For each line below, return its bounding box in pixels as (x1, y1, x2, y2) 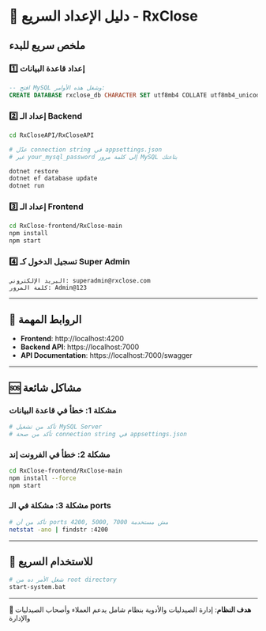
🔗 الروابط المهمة (9, 313, 82, 326)
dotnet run (9, 182, 45, 190)
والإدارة (9, 614, 31, 623)
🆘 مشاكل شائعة (9, 381, 82, 394)
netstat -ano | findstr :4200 (9, 526, 109, 534)
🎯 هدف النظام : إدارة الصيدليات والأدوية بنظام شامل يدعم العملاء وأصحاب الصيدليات (9, 605, 252, 614)
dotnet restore (9, 167, 59, 175)
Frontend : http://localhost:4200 (20, 334, 125, 344)
